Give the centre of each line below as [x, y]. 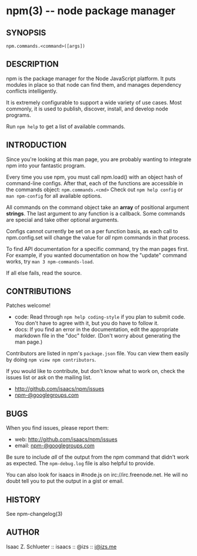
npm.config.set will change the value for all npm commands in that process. [98, 237]
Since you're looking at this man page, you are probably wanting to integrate [99, 159]
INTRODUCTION [36, 145]
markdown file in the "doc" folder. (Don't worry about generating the [97, 336]
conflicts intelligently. [32, 91]
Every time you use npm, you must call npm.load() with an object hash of [94, 177]
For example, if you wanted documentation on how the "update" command [96, 255]
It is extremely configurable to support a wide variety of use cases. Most [94, 102]
